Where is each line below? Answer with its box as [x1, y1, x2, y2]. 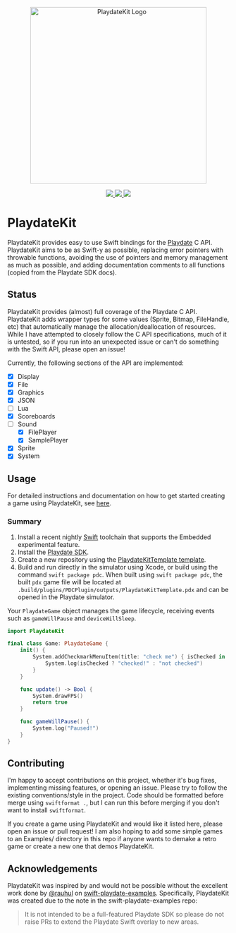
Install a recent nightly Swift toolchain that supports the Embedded [17, 533, 211, 541]
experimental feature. [17, 540, 80, 548]
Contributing [7, 757, 65, 769]
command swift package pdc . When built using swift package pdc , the [17, 570, 223, 579]
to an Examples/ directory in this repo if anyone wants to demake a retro [7, 835, 217, 843]
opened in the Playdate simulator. [17, 593, 115, 601]
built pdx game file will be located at [17, 577, 122, 586]
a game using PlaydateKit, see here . [7, 499, 111, 507]
